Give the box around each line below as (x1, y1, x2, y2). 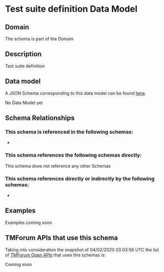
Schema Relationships (5, 114, 75, 122)
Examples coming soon (5, 219, 52, 226)
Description (5, 50, 42, 58)
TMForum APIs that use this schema (5, 234, 118, 242)
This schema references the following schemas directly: (5, 152, 142, 159)
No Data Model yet (5, 99, 43, 106)
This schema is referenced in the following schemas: (5, 128, 134, 135)
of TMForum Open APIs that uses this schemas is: (5, 252, 106, 258)
